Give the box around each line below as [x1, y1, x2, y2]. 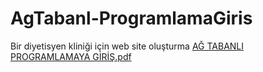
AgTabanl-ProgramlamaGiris [10, 7, 253, 30]
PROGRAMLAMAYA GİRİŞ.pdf [10, 50, 132, 62]
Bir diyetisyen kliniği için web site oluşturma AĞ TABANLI [10, 40, 245, 52]
